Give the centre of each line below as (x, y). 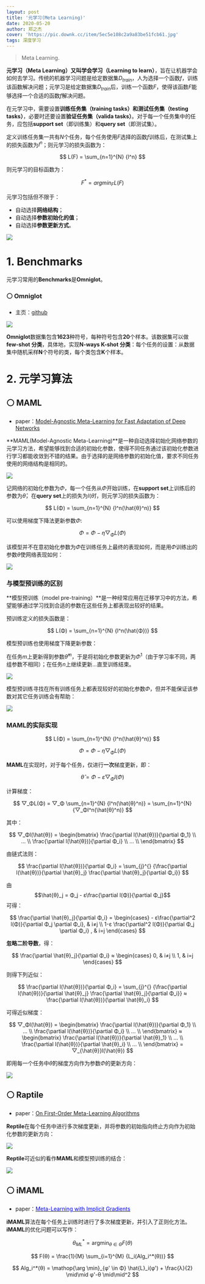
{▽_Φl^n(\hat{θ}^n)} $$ (103, 810)
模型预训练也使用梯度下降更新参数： (52, 643)
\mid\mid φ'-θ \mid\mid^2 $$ (103, 1274)
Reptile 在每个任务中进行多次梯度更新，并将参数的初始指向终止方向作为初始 (101, 1126)
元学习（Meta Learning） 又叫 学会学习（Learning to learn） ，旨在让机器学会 (102, 70)
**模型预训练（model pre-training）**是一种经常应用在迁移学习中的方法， (99, 598)
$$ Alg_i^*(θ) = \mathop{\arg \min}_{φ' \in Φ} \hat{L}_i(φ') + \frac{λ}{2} (103, 1268)
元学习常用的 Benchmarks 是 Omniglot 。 (56, 279)
